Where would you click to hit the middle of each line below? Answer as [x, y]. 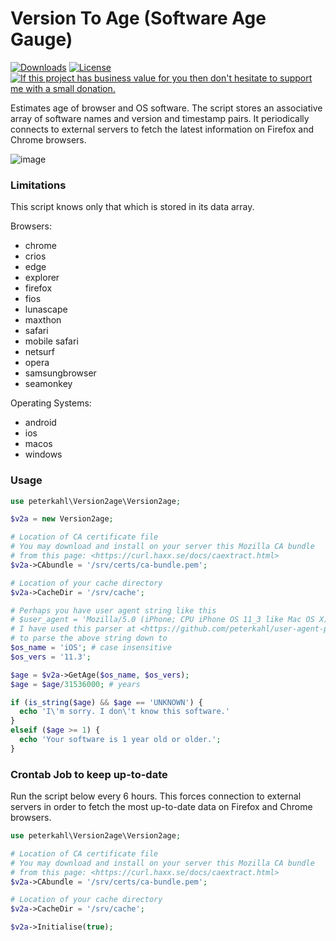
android [40, 423]
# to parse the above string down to [89, 638]
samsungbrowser [60, 373]
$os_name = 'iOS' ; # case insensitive [91, 648]
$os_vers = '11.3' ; [51, 657]
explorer [42, 278]
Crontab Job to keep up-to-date [89, 774]
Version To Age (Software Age [138, 18]
